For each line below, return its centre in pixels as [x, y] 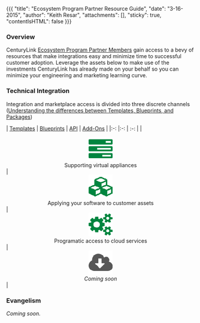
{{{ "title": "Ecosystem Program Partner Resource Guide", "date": [86, 9]
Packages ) [19, 117]
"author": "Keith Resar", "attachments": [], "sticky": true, [92, 15]
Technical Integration [38, 91]
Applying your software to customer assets [101, 203]
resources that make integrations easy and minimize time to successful [94, 56]
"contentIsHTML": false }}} [39, 21]
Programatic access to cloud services [101, 241]
